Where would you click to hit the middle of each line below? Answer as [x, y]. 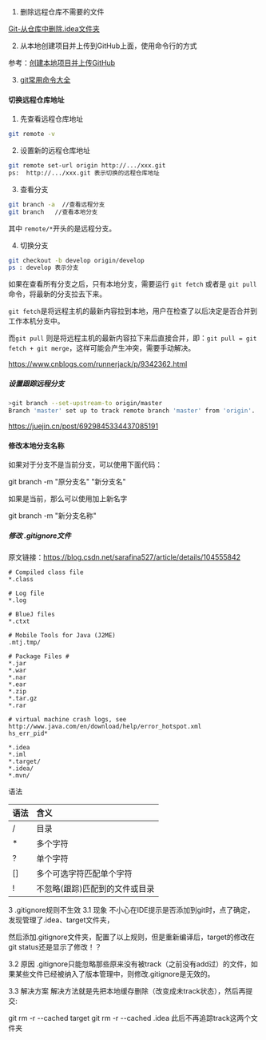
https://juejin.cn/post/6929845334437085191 [83, 426]
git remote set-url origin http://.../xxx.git [87, 166]
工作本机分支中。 [36, 321]
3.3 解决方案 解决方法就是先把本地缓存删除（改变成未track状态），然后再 [127, 991]
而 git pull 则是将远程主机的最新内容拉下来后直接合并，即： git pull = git [133, 338]
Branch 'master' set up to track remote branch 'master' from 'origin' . [132, 411]
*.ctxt [19, 622]
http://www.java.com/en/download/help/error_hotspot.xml [105, 727]
